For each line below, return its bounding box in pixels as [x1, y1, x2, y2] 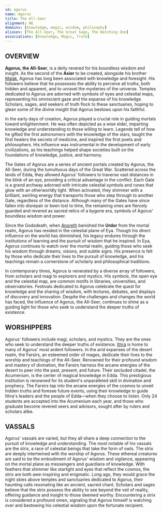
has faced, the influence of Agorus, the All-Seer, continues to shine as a [5, 299, 148, 305]
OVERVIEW [5, 52, 40, 61]
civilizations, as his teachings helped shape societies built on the [5, 147, 134, 153]
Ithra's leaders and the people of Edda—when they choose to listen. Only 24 [5, 393, 157, 399]
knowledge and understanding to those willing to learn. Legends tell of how [5, 126, 155, 132]
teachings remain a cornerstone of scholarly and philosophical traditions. [5, 258, 151, 264]
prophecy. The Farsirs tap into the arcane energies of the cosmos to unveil [5, 382, 154, 389]
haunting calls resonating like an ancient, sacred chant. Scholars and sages [5, 482, 155, 488]
